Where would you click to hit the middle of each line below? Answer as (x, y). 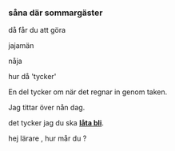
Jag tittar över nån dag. (47, 108)
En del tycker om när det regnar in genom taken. (88, 92)
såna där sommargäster (56, 13)
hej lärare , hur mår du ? (48, 138)
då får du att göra (37, 30)
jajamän (21, 46)
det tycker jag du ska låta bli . (56, 123)
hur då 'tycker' (32, 77)
